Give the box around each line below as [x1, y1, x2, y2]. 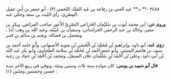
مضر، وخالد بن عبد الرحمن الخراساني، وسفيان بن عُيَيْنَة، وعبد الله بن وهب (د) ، [6, 27, 154, 33]
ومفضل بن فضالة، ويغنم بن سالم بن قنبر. [6, 32, 84, 38]
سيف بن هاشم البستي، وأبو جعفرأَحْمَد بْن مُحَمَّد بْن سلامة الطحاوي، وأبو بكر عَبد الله [6, 47, 163, 53]
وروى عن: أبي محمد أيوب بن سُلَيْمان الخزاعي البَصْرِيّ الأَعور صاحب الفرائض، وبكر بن [6, 21, 166, 27]
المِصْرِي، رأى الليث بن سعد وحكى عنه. [6, 11, 79, 17]
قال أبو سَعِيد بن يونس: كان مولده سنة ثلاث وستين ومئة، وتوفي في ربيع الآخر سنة [6, 63, 158, 68]
